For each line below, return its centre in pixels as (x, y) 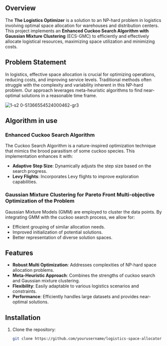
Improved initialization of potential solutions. (57, 232)
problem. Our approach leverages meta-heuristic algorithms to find (74, 90)
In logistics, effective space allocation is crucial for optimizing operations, (80, 74)
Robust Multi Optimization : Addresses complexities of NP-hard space (84, 265)
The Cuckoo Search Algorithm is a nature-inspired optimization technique (81, 146)
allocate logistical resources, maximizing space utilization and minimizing (80, 41)
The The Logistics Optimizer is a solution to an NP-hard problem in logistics (83, 20)
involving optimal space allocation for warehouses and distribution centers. (82, 25)
